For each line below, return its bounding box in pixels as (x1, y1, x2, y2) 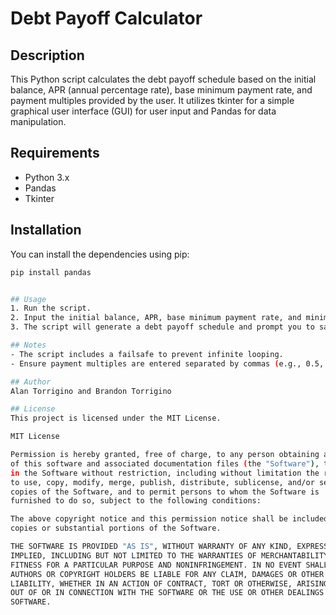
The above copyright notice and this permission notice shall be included (10, 514, 329, 524)
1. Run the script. (10, 303, 92, 314)
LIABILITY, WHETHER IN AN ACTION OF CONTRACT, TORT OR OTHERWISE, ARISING (10, 578, 329, 589)
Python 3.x (24, 171, 70, 183)
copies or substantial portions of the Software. (10, 523, 222, 534)
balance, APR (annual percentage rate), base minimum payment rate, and (10, 84, 313, 96)
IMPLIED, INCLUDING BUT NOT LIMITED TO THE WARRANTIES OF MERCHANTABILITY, (10, 550, 333, 561)
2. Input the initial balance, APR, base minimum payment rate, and (10, 313, 302, 323)
